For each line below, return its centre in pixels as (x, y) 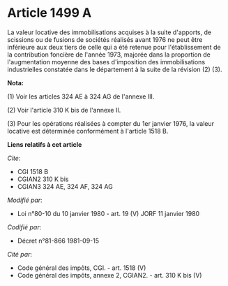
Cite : (14, 158)
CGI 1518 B (33, 171)
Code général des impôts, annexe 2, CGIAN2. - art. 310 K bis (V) (109, 275)
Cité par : (20, 254)
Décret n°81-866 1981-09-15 (58, 241)
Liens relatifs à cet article (45, 144)
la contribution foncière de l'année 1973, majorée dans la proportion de (109, 55)
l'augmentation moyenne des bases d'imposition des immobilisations (106, 62)
